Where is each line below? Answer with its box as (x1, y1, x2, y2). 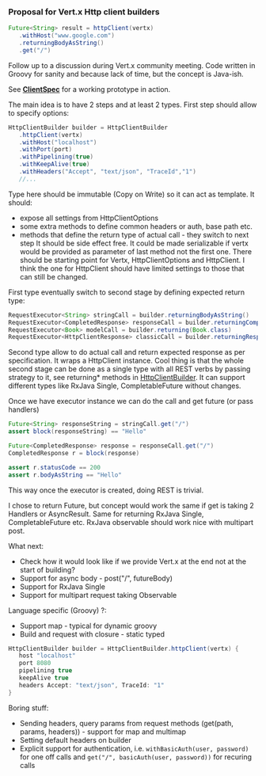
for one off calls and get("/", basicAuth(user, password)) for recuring (19, 751, 252, 762)
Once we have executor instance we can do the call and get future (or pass (8, 397, 253, 406)
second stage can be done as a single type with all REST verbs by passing (8, 364, 251, 374)
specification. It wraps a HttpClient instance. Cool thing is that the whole (8, 356, 244, 366)
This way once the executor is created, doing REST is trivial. (8, 485, 204, 495)
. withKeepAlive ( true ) (18, 161, 90, 169)
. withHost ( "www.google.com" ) (18, 32, 115, 40)
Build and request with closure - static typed (19, 629, 165, 639)
